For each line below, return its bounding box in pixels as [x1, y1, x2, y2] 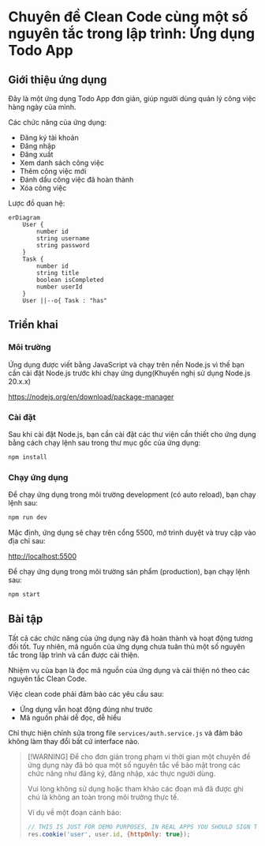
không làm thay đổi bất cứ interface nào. [8, 736, 140, 746]
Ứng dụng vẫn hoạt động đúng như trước [19, 704, 153, 714]
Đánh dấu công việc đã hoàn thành [19, 175, 134, 184]
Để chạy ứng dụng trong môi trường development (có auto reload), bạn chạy [8, 490, 256, 499]
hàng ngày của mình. [8, 103, 77, 111]
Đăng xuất [19, 150, 54, 159]
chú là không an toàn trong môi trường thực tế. [27, 792, 179, 802]
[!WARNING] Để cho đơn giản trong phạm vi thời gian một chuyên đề [27, 751, 251, 761]
